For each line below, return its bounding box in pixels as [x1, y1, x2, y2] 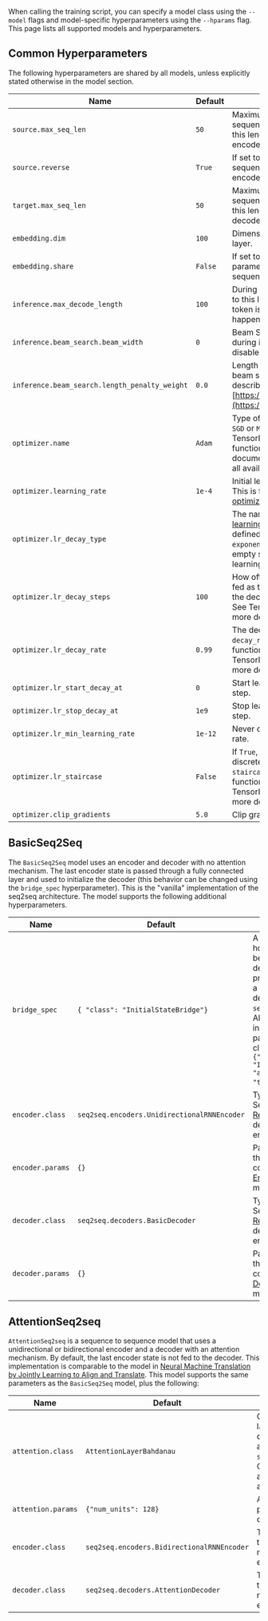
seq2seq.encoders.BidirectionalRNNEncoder [85, 1543, 250, 1552]
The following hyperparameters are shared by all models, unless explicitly [8, 68, 250, 77]
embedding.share [12, 261, 74, 271]
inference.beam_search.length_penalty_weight [12, 380, 188, 390]
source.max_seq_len [12, 125, 86, 134]
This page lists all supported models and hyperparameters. [8, 24, 202, 33]
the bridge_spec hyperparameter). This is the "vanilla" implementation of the [8, 883, 259, 892]
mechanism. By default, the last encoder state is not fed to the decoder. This [8, 1353, 260, 1363]
